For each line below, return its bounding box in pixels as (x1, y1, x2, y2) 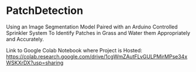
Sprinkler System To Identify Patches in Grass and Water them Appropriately (6, 29, 191, 36)
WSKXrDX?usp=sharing (6, 59, 64, 66)
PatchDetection (6, 4, 84, 17)
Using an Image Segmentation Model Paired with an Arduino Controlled (6, 23, 178, 30)
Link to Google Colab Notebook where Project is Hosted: (6, 46, 142, 53)
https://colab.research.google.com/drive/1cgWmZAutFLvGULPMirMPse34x (6, 53, 188, 60)
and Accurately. (6, 35, 44, 42)
